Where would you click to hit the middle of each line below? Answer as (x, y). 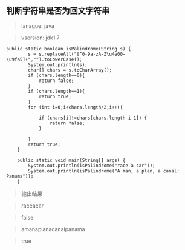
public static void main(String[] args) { (71, 160)
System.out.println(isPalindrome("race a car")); (92, 166)
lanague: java (37, 25)
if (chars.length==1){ (57, 91)
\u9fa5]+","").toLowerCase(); (44, 59)
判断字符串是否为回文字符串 (58, 11)
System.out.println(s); (58, 65)
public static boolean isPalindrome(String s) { (69, 49)
